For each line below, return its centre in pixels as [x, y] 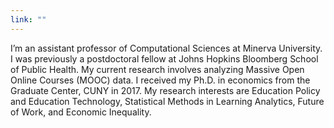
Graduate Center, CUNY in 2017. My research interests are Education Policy [165, 90]
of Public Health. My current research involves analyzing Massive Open [157, 69]
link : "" [28, 19]
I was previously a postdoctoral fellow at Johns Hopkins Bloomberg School [164, 58]
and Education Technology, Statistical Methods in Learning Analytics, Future [167, 101]
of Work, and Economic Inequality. [81, 112]
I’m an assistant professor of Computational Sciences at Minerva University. [166, 48]
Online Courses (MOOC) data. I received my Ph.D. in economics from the [160, 80]
